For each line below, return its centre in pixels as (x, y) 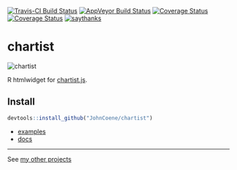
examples (31, 131)
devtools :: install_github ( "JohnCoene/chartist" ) (80, 118)
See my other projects (39, 159)
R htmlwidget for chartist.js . (47, 79)
